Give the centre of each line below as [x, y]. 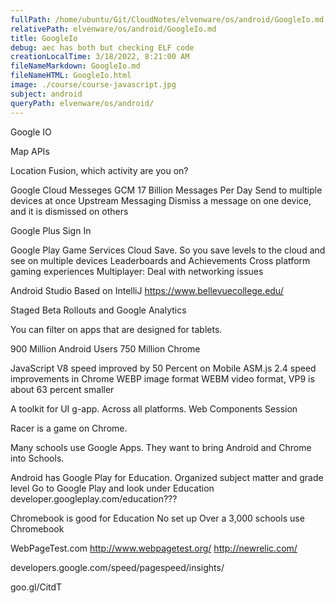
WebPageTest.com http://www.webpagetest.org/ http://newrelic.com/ [154, 548]
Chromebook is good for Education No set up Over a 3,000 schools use [157, 518]
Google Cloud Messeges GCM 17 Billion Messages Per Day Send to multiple [166, 190]
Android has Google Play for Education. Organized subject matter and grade [167, 477]
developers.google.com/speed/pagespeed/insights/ [117, 567]
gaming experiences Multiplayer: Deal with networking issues [137, 271]
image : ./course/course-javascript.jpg [93, 85]
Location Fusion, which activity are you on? [99, 170]
